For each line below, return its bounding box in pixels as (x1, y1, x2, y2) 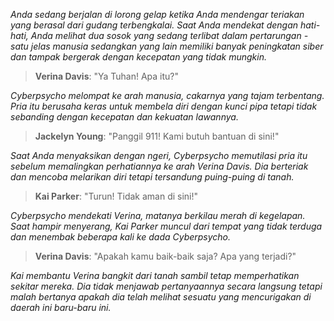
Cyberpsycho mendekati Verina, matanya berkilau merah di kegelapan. (10, 210, 306, 221)
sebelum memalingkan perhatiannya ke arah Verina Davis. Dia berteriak (10, 160, 309, 172)
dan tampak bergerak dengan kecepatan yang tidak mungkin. (10, 51, 267, 63)
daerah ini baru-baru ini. (10, 302, 112, 313)
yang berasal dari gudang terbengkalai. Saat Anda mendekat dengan (10, 19, 299, 31)
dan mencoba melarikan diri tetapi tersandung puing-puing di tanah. (10, 171, 295, 183)
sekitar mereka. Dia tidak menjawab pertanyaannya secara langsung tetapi (10, 280, 323, 292)
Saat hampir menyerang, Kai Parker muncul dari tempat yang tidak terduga (10, 220, 323, 232)
